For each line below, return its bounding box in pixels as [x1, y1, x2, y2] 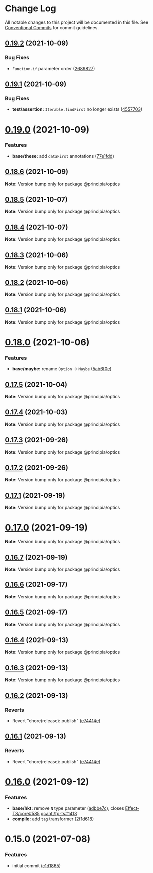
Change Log [5, 3, 56, 14]
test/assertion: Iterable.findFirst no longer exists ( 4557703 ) [12, 106, 143, 112]
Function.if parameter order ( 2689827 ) [12, 65, 95, 71]
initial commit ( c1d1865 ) [12, 862, 61, 869]
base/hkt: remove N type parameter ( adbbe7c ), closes [12, 805, 124, 811]
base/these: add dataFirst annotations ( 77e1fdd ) [12, 153, 115, 159]
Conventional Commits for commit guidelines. [5, 24, 99, 30]
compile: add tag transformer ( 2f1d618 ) [12, 816, 94, 822]
